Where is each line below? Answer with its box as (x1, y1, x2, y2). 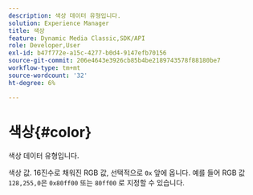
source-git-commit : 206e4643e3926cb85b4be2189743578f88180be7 (8, 57, 221, 65)
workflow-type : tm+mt (8, 64, 81, 72)
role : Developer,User (8, 42, 81, 50)
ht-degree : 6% (8, 79, 56, 87)
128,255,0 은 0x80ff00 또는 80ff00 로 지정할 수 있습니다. (8, 178, 185, 188)
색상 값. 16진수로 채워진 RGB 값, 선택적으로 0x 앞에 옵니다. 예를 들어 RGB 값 (8, 168, 246, 177)
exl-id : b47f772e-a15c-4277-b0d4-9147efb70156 (8, 49, 167, 57)
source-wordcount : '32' (8, 71, 88, 79)
